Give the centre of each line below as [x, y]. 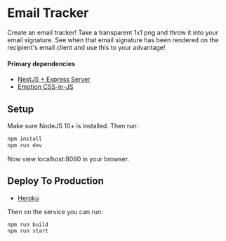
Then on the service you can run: [55, 211]
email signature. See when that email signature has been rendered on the [113, 39]
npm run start [28, 231]
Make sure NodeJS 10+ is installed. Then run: [73, 125]
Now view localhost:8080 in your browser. [68, 159]
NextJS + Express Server [54, 80]
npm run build [28, 224]
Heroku [28, 198]
